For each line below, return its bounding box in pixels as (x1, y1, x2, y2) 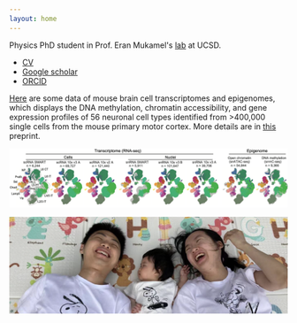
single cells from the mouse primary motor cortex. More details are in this (9, 120, 277, 132)
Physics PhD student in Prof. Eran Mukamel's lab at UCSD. (9, 40, 222, 50)
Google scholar (21, 66, 78, 77)
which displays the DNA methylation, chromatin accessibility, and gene (9, 102, 268, 112)
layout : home (9, 14, 57, 23)
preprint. (9, 130, 42, 141)
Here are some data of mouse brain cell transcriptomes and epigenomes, (9, 93, 276, 104)
